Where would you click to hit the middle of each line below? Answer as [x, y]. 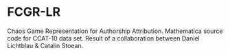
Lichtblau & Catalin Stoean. [45, 45]
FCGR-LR [34, 12]
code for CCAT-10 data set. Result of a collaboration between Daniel [104, 38]
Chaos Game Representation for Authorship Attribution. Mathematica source [115, 31]
